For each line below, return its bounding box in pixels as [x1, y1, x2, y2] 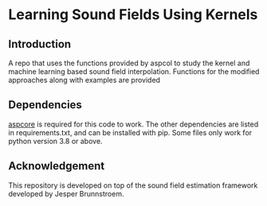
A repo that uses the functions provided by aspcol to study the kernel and [8, 58, 250, 68]
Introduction [8, 37, 72, 51]
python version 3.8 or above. [8, 136, 103, 146]
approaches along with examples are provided [8, 76, 161, 84]
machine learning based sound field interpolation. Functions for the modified [8, 67, 260, 76]
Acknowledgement [8, 159, 105, 173]
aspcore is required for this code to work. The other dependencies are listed [8, 119, 259, 129]
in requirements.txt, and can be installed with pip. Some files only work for [8, 127, 253, 137]
